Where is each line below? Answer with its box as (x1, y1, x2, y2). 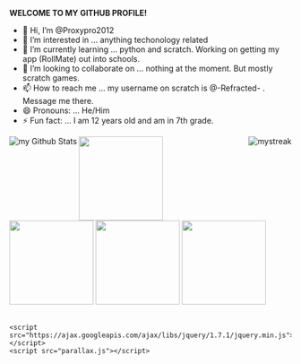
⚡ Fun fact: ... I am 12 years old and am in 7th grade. (21, 116, 214, 126)
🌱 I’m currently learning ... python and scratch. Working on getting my (21, 44, 280, 55)
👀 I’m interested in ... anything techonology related (21, 35, 209, 45)
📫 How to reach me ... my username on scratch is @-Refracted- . (21, 82, 266, 93)
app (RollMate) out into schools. (21, 54, 141, 64)
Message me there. (21, 96, 94, 106)
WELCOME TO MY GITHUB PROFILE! (9, 8, 148, 18)
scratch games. (21, 73, 81, 83)
